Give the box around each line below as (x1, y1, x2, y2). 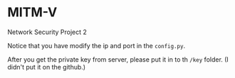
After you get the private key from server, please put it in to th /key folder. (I (7, 55, 229, 64)
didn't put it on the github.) (7, 62, 86, 71)
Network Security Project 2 (7, 28, 88, 36)
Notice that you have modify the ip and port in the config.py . (7, 41, 186, 50)
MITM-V (7, 4, 58, 21)
